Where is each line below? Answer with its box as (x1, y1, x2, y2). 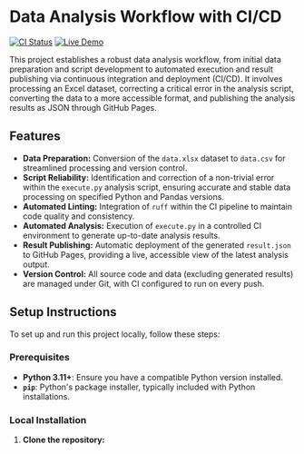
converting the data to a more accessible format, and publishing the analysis (9, 93, 296, 104)
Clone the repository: (22, 434, 105, 446)
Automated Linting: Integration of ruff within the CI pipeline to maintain (22, 201, 293, 212)
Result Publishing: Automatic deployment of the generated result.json (22, 239, 292, 251)
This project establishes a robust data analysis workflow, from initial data (9, 54, 281, 64)
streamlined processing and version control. (22, 162, 188, 173)
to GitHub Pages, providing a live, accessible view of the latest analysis (22, 249, 289, 260)
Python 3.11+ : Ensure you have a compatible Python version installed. (22, 371, 284, 382)
